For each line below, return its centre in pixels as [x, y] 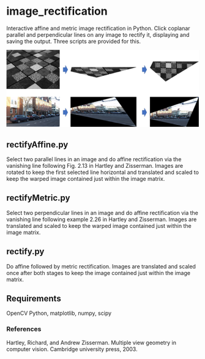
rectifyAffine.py [37, 144]
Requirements [34, 299]
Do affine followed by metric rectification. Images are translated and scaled [101, 266]
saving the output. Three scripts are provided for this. [74, 41]
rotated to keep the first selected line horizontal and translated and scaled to [102, 172]
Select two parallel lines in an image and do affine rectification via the [94, 159]
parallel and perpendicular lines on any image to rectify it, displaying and [98, 34]
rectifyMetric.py [38, 198]
